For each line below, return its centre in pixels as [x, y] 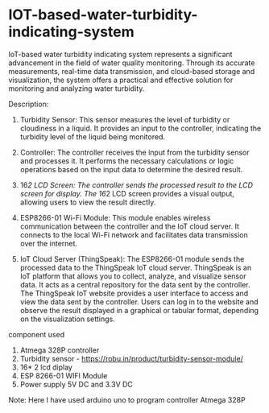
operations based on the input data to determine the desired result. [131, 169]
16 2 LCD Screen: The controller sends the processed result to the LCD [137, 185]
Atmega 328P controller [60, 350]
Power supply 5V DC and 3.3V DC [76, 384]
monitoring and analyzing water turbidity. [77, 88]
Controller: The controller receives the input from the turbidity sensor [134, 152]
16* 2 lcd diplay [46, 367]
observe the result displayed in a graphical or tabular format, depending [139, 310]
